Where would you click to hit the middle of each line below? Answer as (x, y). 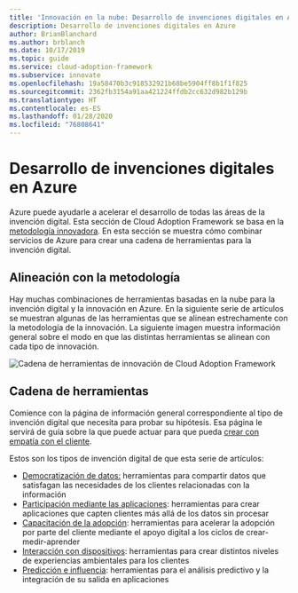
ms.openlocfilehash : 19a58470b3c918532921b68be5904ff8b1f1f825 (129, 83)
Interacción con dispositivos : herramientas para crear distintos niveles (150, 550)
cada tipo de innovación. (54, 346)
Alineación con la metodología (95, 277)
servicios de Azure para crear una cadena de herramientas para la (130, 240)
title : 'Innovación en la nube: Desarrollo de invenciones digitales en (146, 17)
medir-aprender (51, 542)
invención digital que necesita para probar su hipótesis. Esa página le (136, 422)
